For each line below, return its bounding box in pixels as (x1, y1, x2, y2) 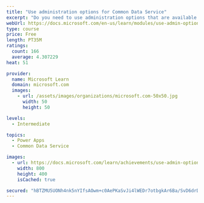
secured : (6, 187, 29, 194)
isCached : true (17, 176, 56, 182)
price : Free (6, 32, 36, 38)
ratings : (6, 43, 29, 49)
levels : (6, 115, 26, 121)
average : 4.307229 (12, 54, 59, 60)
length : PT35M (6, 37, 42, 43)
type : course (6, 25, 39, 32)
